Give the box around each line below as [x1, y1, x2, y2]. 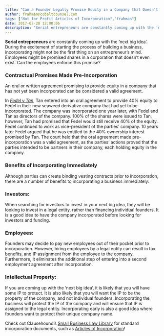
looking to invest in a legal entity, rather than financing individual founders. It [5, 207, 159, 213]
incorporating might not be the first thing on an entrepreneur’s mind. [5, 49, 143, 55]
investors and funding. [5, 217, 50, 223]
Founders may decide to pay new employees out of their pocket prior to [5, 240, 149, 246]
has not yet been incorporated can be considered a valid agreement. [5, 88, 143, 94]
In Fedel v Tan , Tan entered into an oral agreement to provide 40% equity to [5, 97, 158, 103]
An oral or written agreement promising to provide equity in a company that [5, 83, 157, 89]
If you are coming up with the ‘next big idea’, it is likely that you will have [5, 285, 150, 290]
